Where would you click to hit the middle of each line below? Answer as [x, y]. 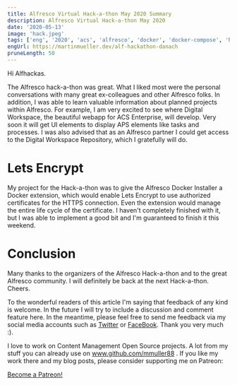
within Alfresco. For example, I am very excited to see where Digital [105, 109]
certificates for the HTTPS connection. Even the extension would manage [114, 203]
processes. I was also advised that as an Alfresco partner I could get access [118, 132]
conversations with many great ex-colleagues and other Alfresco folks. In [114, 94]
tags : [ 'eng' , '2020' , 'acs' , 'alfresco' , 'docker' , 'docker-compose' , [115, 40]
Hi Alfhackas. [27, 73]
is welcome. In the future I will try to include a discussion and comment [110, 309]
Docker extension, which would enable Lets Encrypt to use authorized [109, 195]
